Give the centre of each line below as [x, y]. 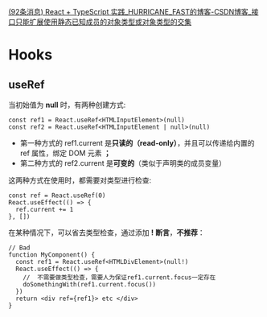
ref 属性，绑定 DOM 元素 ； [65, 153]
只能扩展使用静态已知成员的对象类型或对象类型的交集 [103, 22]
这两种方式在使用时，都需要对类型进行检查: [80, 180]
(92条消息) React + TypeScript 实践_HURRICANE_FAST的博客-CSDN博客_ [130, 12]
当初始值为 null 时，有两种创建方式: [67, 105]
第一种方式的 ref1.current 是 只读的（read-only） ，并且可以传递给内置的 [137, 143]
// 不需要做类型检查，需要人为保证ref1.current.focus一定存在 [119, 278]
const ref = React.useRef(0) [57, 196]
